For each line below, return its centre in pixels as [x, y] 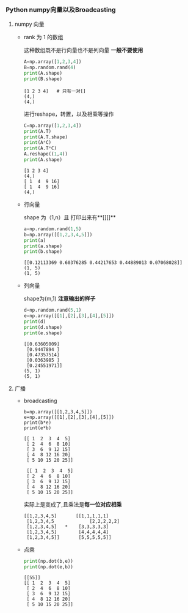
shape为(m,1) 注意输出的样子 [60, 299]
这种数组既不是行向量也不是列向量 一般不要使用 [83, 50]
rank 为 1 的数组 [43, 37]
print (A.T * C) [40, 148]
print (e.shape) [43, 333]
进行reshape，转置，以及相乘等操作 [69, 114]
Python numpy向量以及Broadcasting [61, 9]
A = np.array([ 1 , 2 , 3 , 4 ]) [52, 62]
